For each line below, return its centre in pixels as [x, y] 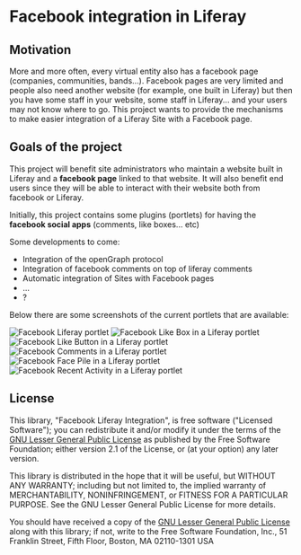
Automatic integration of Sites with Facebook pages [118, 278]
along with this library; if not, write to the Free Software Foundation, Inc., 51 [148, 531]
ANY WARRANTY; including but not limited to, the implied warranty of [138, 485]
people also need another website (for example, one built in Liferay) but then [151, 90]
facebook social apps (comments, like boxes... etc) [105, 224]
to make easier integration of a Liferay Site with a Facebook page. [131, 119]
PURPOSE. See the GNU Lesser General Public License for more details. [143, 504]
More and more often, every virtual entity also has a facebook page [134, 71]
